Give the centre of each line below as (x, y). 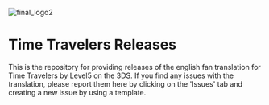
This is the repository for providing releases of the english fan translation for (135, 67)
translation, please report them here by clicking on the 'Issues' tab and (126, 83)
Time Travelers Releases (93, 45)
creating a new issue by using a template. (77, 92)
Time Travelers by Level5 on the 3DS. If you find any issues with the (121, 75)
